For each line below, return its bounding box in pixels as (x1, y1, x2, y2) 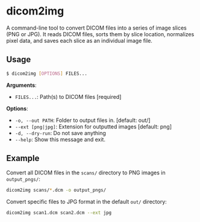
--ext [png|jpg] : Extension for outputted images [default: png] (14, 122, 172, 130)
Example (6, 153, 40, 163)
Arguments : (6, 81, 37, 89)
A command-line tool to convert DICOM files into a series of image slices (6, 24, 187, 31)
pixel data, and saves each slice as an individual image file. (6, 37, 152, 44)
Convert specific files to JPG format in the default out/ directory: (6, 198, 167, 206)
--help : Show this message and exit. (14, 136, 105, 143)
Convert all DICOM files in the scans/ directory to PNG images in (6, 169, 166, 176)
